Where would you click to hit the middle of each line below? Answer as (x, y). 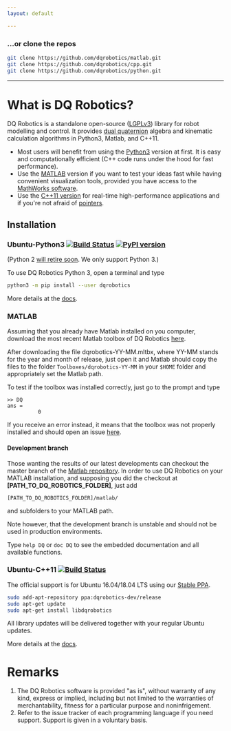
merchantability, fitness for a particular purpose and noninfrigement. (114, 706)
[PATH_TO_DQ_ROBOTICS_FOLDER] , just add (72, 485)
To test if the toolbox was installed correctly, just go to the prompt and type (113, 387)
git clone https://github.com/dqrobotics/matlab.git (84, 58)
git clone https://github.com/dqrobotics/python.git (84, 71)
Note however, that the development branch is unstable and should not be (112, 524)
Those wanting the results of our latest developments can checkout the (108, 463)
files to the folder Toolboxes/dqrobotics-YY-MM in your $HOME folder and (107, 367)
